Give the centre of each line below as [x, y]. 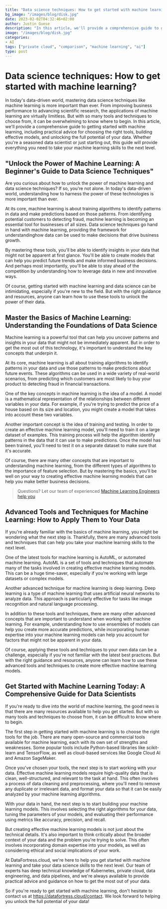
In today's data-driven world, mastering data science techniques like [75, 100]
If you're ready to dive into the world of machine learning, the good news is [82, 706]
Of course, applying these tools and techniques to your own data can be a [81, 649]
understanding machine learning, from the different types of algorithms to [81, 466]
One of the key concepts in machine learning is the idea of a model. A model [83, 394]
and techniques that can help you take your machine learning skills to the [80, 542]
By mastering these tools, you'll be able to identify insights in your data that [82, 250]
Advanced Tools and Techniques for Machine [77, 512]
